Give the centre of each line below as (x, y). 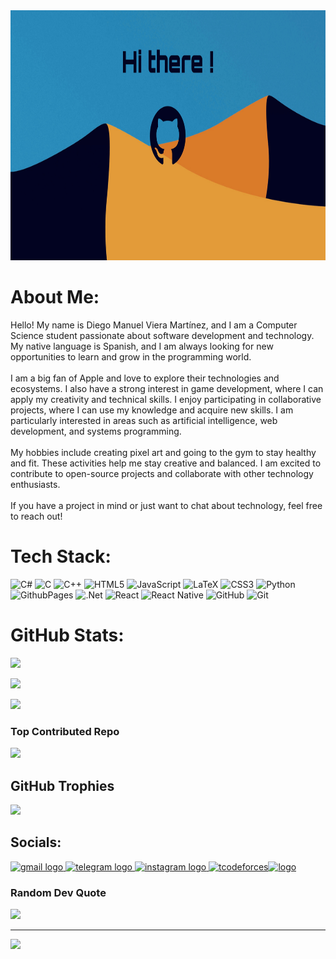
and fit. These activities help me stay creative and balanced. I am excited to (166, 463)
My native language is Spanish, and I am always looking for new (142, 346)
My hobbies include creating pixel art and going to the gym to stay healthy (163, 452)
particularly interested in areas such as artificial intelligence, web (144, 420)
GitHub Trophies (62, 785)
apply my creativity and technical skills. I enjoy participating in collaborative (166, 399)
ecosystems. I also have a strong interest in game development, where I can (167, 388)
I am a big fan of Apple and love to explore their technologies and (145, 378)
